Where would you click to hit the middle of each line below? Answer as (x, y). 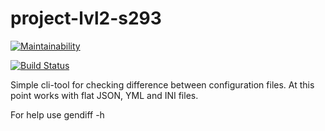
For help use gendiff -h (57, 114)
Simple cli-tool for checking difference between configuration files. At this (162, 84)
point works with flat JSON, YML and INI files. (104, 95)
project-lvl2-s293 (86, 18)
